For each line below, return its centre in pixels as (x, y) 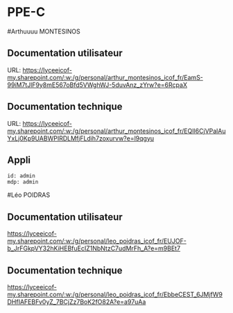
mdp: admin (23, 182)
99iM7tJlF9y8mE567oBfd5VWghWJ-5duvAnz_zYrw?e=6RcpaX (97, 85)
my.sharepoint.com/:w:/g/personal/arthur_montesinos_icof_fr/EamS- (105, 77)
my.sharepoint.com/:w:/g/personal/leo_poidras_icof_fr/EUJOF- (97, 241)
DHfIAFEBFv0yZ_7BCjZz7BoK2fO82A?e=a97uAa (77, 302)
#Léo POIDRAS (29, 195)
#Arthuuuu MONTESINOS (44, 31)
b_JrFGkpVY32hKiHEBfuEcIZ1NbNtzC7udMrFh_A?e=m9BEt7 (94, 248)
